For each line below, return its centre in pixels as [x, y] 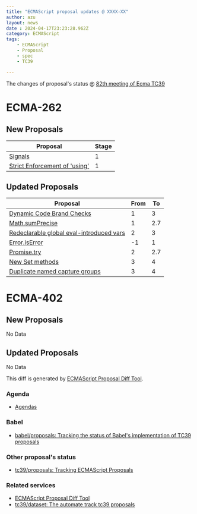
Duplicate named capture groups [55, 272]
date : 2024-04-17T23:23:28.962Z [47, 28]
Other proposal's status [41, 457]
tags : [13, 39]
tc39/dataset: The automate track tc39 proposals [75, 504]
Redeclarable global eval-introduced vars [67, 233]
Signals [19, 156]
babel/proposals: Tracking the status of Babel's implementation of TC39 [103, 435]
